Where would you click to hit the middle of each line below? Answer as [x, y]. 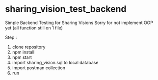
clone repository [29, 47]
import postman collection [39, 68]
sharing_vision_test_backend [66, 9]
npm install [23, 52]
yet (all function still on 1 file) [34, 27]
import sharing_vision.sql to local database [55, 62]
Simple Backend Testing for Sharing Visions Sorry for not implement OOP [79, 23]
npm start [22, 57]
